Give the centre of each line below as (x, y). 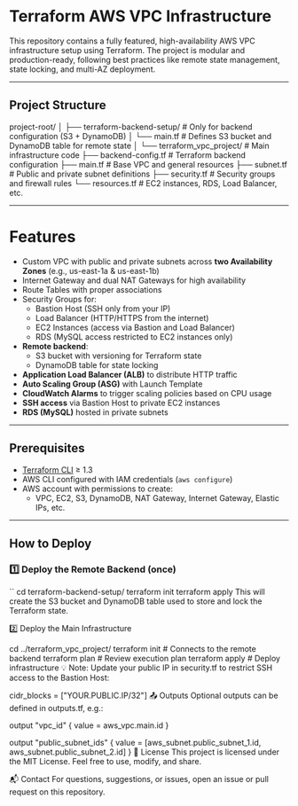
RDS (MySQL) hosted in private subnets (95, 412)
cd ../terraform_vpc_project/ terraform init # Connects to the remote (133, 649)
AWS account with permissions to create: (97, 489)
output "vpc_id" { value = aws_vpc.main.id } (89, 725)
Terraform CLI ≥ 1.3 (57, 470)
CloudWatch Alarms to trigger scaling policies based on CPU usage (147, 393)
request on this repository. (57, 792)
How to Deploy (51, 543)
